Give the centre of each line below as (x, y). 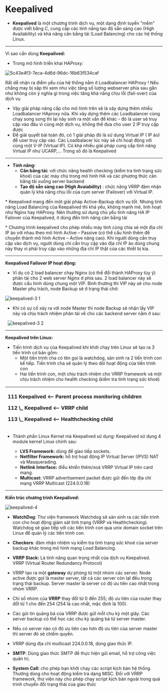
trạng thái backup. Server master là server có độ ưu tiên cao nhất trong (86, 583)
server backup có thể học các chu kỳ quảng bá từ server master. (79, 619)
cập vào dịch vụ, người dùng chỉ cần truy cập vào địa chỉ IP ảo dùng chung (82, 243)
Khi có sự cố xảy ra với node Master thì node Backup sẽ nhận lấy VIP (83, 308)
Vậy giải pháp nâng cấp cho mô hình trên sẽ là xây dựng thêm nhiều (82, 108)
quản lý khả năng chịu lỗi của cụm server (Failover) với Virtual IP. (87, 192)
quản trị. (21, 658)
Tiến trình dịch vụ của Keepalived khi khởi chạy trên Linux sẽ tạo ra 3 (83, 347)
